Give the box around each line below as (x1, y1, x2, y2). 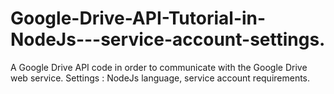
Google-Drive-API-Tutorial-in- (10, 7, 267, 30)
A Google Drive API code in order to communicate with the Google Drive (10, 61, 308, 73)
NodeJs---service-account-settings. (10, 28, 326, 51)
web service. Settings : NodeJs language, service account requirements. (10, 72, 311, 84)
